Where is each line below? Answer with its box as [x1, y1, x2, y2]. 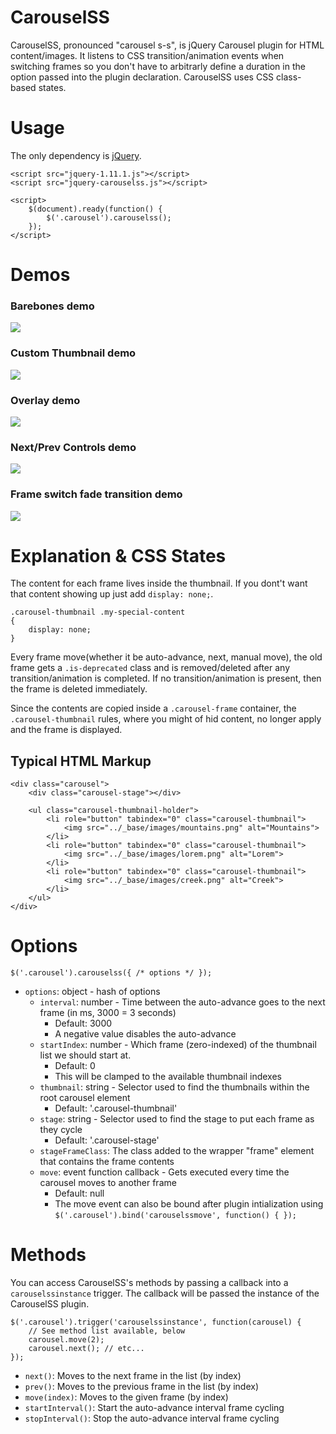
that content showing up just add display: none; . [10, 588, 214, 600]
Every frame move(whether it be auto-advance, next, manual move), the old [10, 651, 323, 663]
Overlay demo [10, 393, 81, 407]
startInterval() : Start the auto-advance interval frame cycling [24, 1402, 285, 1414]
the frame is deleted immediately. [10, 683, 148, 695]
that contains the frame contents [39, 1156, 175, 1168]
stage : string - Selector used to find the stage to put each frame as [39, 1113, 315, 1125]
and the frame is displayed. [10, 724, 123, 736]
